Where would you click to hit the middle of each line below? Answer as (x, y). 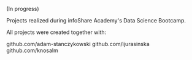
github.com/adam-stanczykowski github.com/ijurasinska (78, 44)
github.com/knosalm (32, 50)
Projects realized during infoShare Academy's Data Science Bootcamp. (96, 20)
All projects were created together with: (56, 32)
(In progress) (23, 9)
